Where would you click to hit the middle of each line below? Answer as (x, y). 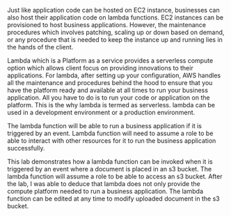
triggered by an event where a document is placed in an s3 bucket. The (110, 169)
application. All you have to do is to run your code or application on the (109, 98)
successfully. (26, 148)
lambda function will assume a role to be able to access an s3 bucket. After (115, 176)
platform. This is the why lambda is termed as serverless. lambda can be (111, 105)
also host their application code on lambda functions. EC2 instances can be (115, 17)
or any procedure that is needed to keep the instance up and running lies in (115, 40)
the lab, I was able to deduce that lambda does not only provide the (104, 184)
